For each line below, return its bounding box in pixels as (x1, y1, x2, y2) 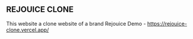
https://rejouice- (147, 20, 187, 27)
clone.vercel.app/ (6, 26, 49, 33)
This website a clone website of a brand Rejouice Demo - (6, 20, 147, 27)
